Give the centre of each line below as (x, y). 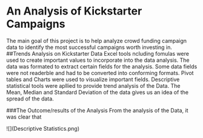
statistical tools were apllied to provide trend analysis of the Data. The (93, 85)
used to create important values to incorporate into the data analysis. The (98, 60)
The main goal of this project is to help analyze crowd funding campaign (96, 41)
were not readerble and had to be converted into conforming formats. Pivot (100, 73)
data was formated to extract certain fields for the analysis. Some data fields (102, 66)
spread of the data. (30, 99)
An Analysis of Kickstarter (74, 11)
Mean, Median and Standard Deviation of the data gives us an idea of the (98, 92)
